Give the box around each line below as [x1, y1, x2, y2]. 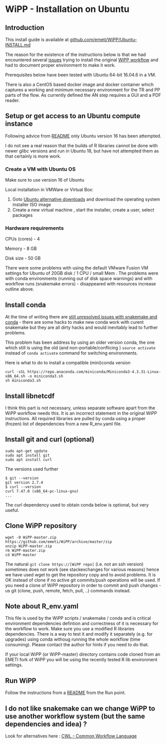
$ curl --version [5, 484, 41, 490]
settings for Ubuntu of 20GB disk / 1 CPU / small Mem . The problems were [5, 270, 159, 276]
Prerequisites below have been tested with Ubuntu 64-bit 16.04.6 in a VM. [5, 72, 157, 78]
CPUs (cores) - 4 [5, 236, 40, 242]
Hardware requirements [5, 225, 64, 232]
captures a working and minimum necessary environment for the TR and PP [5, 87, 161, 93]
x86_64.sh [5, 374, 26, 379]
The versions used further [5, 466, 59, 472]
